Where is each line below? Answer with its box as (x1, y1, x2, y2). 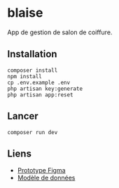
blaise (7, 5, 43, 21)
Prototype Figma (17, 166, 66, 175)
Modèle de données (17, 173, 76, 182)
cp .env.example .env (7, 79, 71, 86)
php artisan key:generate (7, 85, 83, 92)
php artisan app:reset (7, 91, 73, 99)
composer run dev (7, 129, 58, 136)
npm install (7, 73, 42, 80)
